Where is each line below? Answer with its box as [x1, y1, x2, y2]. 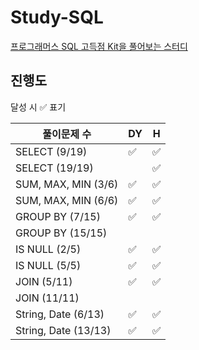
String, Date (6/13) [15, 307, 105, 321]
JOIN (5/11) [15, 274, 73, 288]
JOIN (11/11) [15, 291, 80, 305]
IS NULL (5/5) [15, 258, 82, 272]
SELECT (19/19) [15, 161, 94, 175]
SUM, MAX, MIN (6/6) [15, 193, 119, 207]
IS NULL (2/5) [15, 242, 82, 256]
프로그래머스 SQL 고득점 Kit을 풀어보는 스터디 [10, 40, 188, 52]
